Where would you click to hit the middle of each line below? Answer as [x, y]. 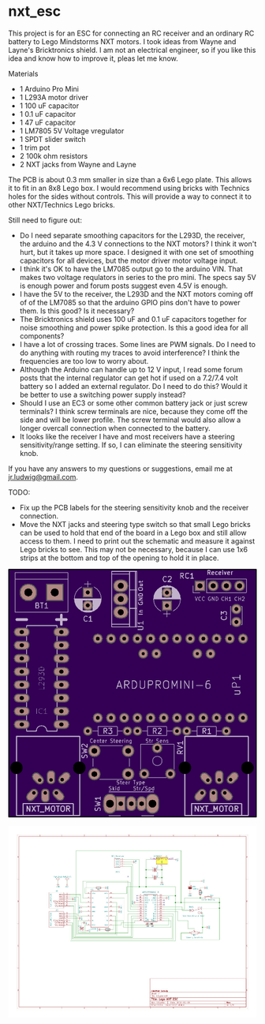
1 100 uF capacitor [49, 106]
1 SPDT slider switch [53, 139]
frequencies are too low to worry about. [84, 361]
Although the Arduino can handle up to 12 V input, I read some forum [131, 369]
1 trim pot [35, 148]
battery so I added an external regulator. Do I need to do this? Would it [134, 386]
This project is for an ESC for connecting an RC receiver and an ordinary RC [131, 33]
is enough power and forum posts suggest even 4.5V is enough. [124, 286]
